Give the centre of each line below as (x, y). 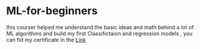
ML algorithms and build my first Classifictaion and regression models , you (99, 33)
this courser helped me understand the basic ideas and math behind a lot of (100, 27)
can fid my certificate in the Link (46, 40)
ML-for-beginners (52, 11)
